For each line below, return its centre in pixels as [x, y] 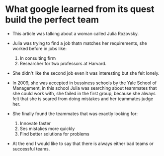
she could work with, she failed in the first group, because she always [84, 93]
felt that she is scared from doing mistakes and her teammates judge [83, 99]
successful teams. [31, 149]
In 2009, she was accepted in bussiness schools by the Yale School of [84, 83]
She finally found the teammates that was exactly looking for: [75, 114]
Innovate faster [35, 123]
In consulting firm [38, 58]
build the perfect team [52, 20]
